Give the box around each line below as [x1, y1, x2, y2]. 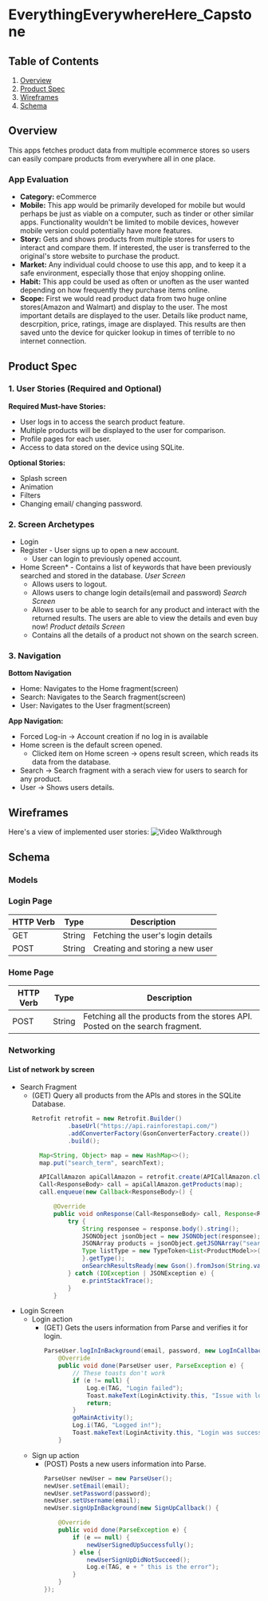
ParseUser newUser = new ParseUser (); [43, 1474, 173, 1483]
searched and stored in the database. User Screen [19, 571, 186, 581]
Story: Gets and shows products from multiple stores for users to [19, 234, 235, 244]
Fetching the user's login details [93, 929, 213, 940]
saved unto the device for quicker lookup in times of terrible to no [19, 328, 235, 337]
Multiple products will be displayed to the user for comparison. [19, 425, 226, 435]
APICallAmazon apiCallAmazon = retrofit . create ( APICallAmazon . [38, 1173, 254, 1182]
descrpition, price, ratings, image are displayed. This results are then [19, 320, 246, 329]
